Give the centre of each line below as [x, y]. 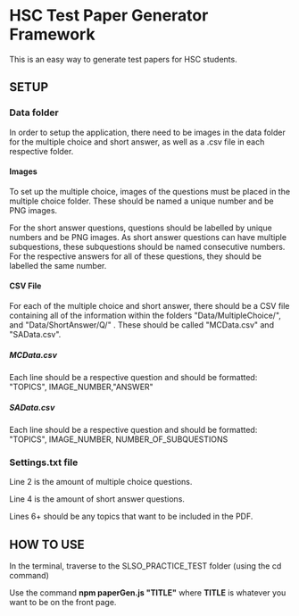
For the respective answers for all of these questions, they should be [135, 256]
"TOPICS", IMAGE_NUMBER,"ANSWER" [81, 387]
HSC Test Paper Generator [109, 16]
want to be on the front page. [63, 603]
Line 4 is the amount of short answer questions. [97, 499]
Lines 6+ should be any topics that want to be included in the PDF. [131, 516]
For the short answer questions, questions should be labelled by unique [141, 228]
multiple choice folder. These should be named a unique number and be [141, 201]
